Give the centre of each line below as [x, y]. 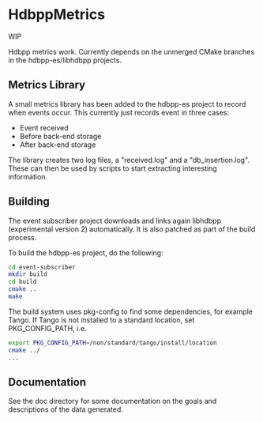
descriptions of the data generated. [66, 409]
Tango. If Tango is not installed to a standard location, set [101, 320]
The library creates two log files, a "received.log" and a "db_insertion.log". [129, 160]
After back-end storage [58, 145]
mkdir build [28, 274]
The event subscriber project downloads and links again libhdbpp [115, 220]
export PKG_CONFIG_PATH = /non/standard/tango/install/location [113, 343]
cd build [23, 282]
